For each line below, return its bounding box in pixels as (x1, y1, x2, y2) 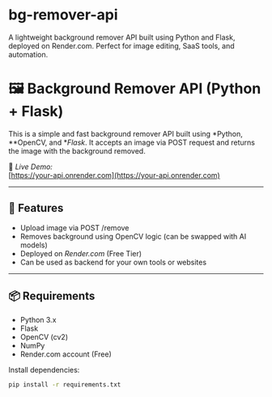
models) (19, 240, 49, 250)
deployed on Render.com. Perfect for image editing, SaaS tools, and (8, 40, 235, 50)
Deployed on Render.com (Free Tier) (19, 248, 142, 258)
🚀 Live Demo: (8, 162, 53, 171)
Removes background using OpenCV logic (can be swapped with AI (19, 231, 247, 241)
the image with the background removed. (8, 146, 146, 155)
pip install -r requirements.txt (8, 380, 121, 389)
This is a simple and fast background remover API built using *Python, (8, 129, 243, 138)
